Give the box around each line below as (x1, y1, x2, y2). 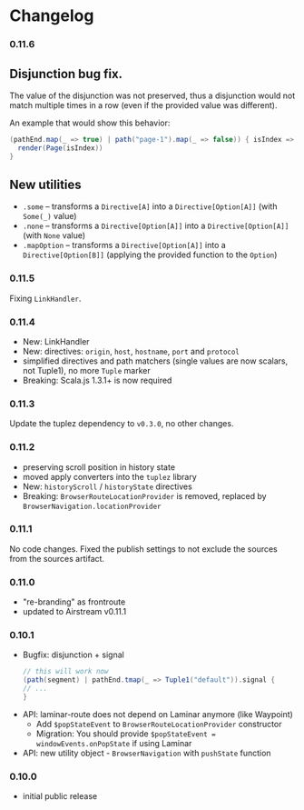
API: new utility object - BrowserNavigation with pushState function (22, 747, 271, 758)
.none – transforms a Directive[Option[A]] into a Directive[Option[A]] (22, 220, 289, 232)
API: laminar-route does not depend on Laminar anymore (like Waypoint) (22, 708, 293, 719)
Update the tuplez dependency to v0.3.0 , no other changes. (9, 418, 234, 429)
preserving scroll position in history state (22, 461, 175, 473)
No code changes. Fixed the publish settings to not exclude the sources (9, 543, 279, 555)
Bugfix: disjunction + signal (22, 649, 124, 660)
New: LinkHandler (22, 335, 90, 346)
